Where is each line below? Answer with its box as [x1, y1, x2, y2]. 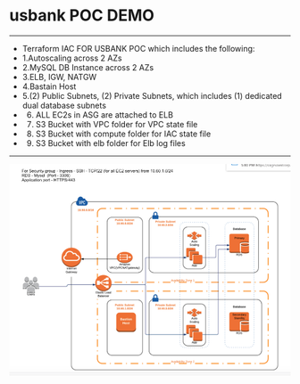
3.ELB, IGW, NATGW [21, 71, 97, 82]
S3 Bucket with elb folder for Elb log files [35, 137, 186, 148]
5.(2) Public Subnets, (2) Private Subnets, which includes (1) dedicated [21, 90, 283, 101]
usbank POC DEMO [9, 5, 154, 26]
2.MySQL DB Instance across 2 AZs [21, 61, 154, 72]
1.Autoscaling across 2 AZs [21, 53, 122, 63]
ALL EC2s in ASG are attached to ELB [35, 109, 174, 120]
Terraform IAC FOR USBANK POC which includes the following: [21, 43, 255, 53]
